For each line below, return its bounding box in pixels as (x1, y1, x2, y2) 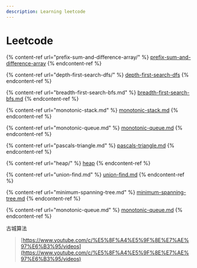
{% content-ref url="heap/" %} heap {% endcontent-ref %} (6, 160, 151, 167)
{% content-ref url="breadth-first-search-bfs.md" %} (6, 89, 137, 96)
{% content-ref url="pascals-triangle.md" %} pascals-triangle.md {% (6, 142, 175, 149)
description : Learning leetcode (6, 8, 86, 15)
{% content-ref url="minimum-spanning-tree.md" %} (6, 188, 136, 196)
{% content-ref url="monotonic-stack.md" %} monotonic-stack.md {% (6, 107, 179, 114)
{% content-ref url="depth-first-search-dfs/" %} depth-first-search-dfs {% (6, 71, 189, 78)
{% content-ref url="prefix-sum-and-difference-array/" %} (6, 54, 149, 61)
